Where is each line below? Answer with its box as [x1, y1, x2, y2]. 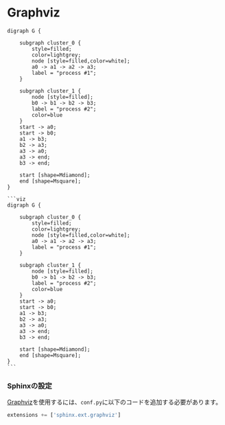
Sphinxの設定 [7, 381, 53, 391]
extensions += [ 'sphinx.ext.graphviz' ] [7, 412, 121, 419]
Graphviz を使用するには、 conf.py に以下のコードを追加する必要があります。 [7, 398, 222, 406]
